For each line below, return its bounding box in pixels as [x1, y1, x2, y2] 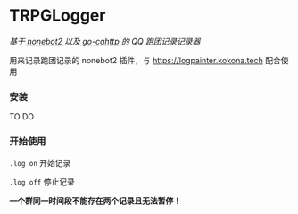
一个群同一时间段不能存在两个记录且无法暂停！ [9, 195, 181, 206]
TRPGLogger [9, 5, 106, 26]
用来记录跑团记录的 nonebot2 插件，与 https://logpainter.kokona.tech [9, 54, 263, 65]
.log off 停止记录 [9, 176, 76, 187]
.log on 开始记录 [9, 157, 71, 168]
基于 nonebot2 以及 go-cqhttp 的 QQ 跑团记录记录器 [9, 36, 201, 46]
